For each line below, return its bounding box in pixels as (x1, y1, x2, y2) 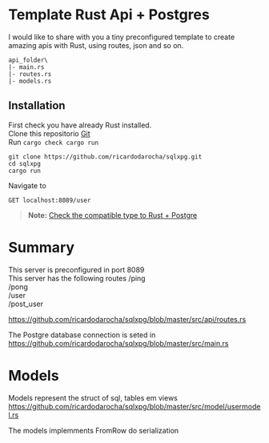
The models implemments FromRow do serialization (8, 425, 179, 435)
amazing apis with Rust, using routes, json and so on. (8, 40, 184, 50)
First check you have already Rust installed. (8, 120, 152, 130)
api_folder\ (8, 56, 48, 64)
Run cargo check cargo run (8, 137, 98, 147)
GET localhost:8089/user (8, 196, 91, 204)
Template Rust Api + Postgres (8, 6, 210, 24)
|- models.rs (8, 77, 52, 85)
